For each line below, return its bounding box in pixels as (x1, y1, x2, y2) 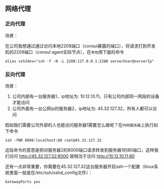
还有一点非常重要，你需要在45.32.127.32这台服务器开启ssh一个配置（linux (5, 163, 154, 169)
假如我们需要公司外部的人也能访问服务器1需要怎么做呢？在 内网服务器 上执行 (5, 122, 154, 128)
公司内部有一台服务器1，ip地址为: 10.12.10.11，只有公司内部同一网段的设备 (12, 93, 160, 99)
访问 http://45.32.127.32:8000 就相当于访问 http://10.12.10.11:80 (9, 153, 135, 159)
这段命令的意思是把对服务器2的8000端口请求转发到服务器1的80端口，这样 (5, 147, 154, 153)
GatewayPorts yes (5, 179, 41, 184)
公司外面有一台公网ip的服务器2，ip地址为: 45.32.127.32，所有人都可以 (12, 105, 153, 111)
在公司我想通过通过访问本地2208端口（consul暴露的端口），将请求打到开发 (5, 43, 156, 49)
